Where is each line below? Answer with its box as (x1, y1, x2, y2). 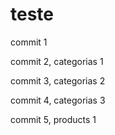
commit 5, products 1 (10, 113, 97, 125)
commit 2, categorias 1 (10, 55, 104, 67)
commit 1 (10, 36, 48, 48)
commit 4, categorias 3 (10, 94, 106, 106)
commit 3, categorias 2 (10, 74, 106, 87)
